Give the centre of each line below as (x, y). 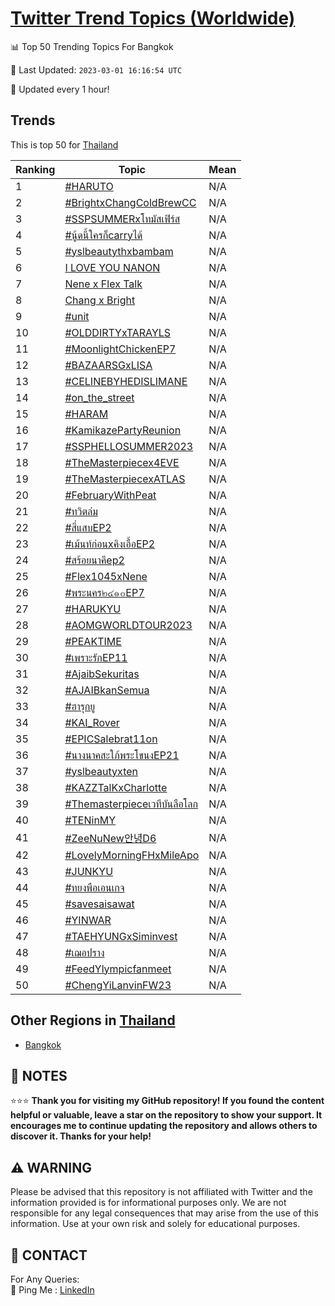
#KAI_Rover (92, 722)
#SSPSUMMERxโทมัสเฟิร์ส (122, 219)
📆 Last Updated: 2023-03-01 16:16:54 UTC (96, 69)
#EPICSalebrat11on (111, 739)
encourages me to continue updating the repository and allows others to (164, 1126)
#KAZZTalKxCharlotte (116, 787)
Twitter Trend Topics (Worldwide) (153, 18)
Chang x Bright (100, 300)
